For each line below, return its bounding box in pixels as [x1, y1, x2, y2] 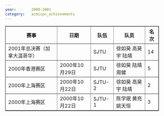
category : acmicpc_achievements [5, 12, 76, 17]
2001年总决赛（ [8, 45, 45, 51]
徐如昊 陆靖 [116, 62, 143, 68]
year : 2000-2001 [5, 7, 51, 12]
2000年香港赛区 [8, 65, 45, 72]
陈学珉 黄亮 [116, 95, 143, 102]
